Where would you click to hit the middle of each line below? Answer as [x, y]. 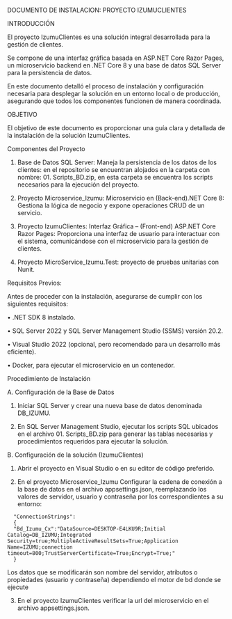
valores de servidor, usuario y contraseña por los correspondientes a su [120, 496]
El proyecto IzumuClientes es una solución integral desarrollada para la [109, 37]
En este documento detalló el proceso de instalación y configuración [105, 86]
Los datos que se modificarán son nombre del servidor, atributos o [102, 572]
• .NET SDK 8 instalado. [41, 317]
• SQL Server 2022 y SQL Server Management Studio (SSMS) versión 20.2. [115, 331]
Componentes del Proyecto [46, 149]
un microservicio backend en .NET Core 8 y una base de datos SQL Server [114, 65]
